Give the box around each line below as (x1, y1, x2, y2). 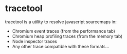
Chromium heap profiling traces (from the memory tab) (12, 33, 123, 39)
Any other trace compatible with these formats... (12, 43, 109, 49)
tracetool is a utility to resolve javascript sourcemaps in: (5, 19, 117, 25)
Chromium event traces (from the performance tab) (12, 28, 115, 34)
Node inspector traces (12, 38, 57, 44)
